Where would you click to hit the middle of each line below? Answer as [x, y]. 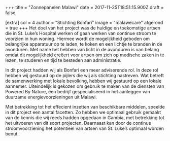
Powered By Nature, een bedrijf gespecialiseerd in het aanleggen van [78, 92]
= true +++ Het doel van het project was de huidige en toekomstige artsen [83, 28]
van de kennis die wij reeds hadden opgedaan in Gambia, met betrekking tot [85, 118]
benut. [12, 134]
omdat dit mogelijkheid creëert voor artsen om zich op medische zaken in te [85, 55]
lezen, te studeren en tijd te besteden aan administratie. [63, 60]
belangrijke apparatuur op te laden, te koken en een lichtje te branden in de [84, 44]
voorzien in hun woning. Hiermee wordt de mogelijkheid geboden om [78, 39]
